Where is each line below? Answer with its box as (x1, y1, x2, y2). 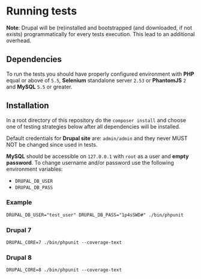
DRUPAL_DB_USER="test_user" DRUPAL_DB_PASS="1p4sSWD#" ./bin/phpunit (6, 212, 184, 218)
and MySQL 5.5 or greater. (6, 83, 73, 90)
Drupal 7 (6, 225, 32, 234)
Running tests (6, 4, 77, 18)
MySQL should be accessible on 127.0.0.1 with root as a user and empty (6, 152, 189, 160)
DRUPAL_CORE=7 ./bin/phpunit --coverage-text (6, 239, 122, 246)
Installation (6, 100, 49, 111)
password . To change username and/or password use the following (6, 159, 174, 166)
